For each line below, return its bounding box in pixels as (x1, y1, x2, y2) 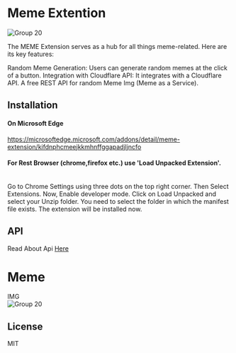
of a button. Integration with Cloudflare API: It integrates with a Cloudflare (7, 71, 222, 80)
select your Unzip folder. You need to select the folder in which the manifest (7, 197, 229, 205)
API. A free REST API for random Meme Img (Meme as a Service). (7, 78, 198, 87)
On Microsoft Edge (7, 119, 64, 127)
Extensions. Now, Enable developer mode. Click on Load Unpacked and (7, 190, 217, 198)
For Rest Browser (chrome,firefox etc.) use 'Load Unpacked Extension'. (7, 158, 222, 168)
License (7, 320, 43, 332)
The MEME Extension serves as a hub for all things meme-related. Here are (7, 42, 227, 50)
